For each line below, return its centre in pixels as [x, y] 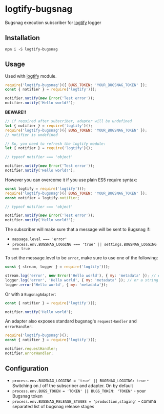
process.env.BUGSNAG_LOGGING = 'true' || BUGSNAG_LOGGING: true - [80, 380]
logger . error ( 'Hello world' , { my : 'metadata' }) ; [57, 285]
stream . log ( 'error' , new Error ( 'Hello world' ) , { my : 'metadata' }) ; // [81, 276]
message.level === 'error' [40, 239]
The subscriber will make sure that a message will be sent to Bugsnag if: [78, 230]
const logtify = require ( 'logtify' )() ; [46, 189]
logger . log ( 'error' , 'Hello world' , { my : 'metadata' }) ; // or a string [82, 280]
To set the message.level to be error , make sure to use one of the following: [82, 258]
